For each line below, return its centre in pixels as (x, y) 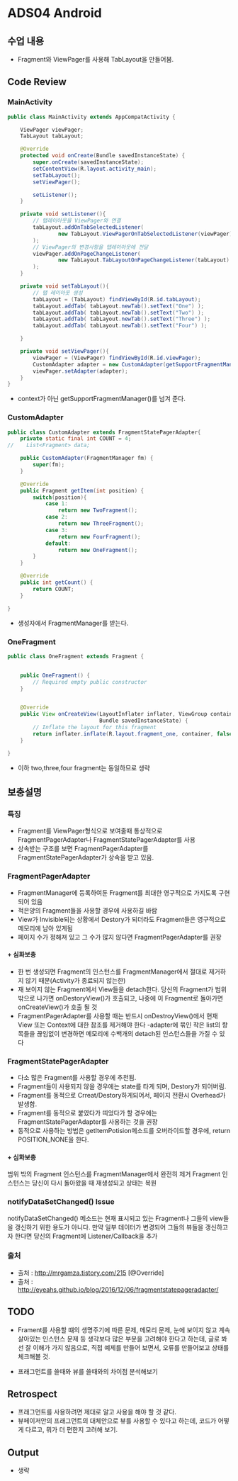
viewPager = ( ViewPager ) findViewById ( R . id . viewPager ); (117, 358)
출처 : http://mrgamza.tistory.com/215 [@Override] (91, 1273)
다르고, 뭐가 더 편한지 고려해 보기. (72, 1430)
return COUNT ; (53, 589)
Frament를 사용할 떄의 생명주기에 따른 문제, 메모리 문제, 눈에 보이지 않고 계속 (124, 1329)
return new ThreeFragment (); (101, 524)
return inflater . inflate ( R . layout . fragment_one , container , (123, 734)
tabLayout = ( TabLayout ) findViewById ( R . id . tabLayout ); (117, 299)
